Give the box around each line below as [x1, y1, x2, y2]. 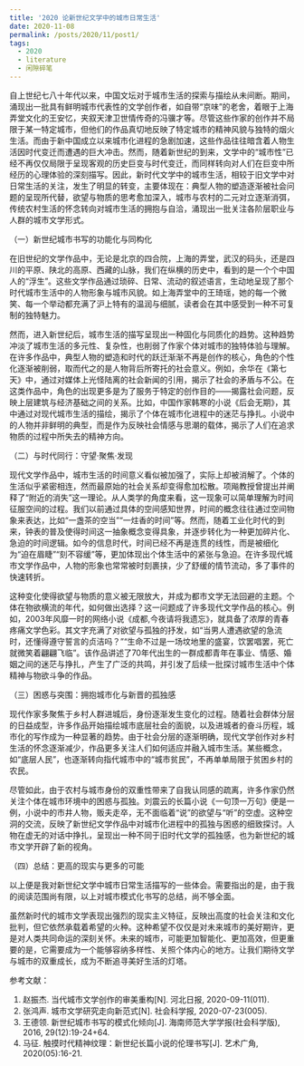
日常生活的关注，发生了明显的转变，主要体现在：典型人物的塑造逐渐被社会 [9, 180, 287, 191]
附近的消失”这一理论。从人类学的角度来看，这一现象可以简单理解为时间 [28, 491, 294, 503]
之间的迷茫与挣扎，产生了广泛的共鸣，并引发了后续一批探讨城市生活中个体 [16, 658, 295, 669]
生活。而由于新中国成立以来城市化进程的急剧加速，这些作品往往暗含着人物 [9, 135, 287, 146]
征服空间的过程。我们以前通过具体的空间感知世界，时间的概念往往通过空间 [9, 503, 287, 514]
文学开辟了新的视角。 [16, 840, 97, 852]
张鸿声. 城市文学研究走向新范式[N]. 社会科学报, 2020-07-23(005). [22, 1005, 268, 1016]
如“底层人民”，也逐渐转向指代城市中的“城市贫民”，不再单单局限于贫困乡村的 [9, 753, 293, 764]
